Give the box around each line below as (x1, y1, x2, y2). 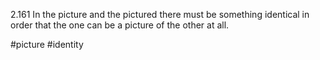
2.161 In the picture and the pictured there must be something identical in (10, 9, 310, 20)
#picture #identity (10, 39, 84, 50)
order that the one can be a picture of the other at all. (10, 19, 230, 31)
